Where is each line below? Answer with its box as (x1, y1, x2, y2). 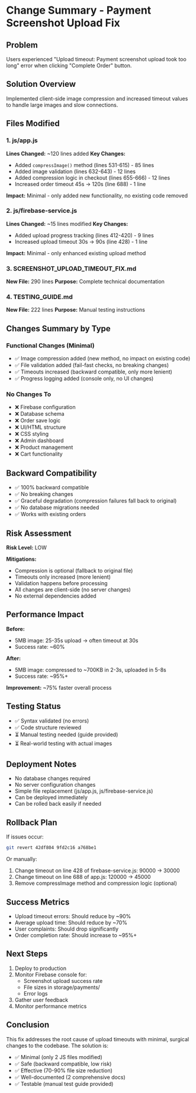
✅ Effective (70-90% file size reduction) (14, 1067, 113, 1074)
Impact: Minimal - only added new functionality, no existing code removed (6, 191, 188, 199)
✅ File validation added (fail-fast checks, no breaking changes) (14, 362, 169, 369)
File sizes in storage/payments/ (23, 984, 101, 991)
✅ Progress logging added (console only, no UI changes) (14, 375, 154, 382)
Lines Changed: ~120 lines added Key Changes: (6, 150, 126, 157)
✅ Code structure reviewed (14, 724, 82, 731)
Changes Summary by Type (6, 323, 111, 334)
